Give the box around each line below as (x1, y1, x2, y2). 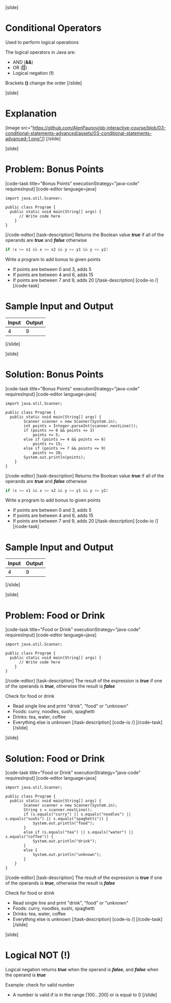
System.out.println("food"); (32, 821, 95, 826)
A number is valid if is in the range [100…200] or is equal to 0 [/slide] (12, 992, 157, 998)
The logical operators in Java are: (5, 49, 76, 55)
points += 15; (32, 441, 63, 446)
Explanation (5, 108, 57, 119)
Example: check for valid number (5, 982, 75, 988)
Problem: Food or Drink (5, 610, 105, 621)
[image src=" (5, 124, 33, 131)
